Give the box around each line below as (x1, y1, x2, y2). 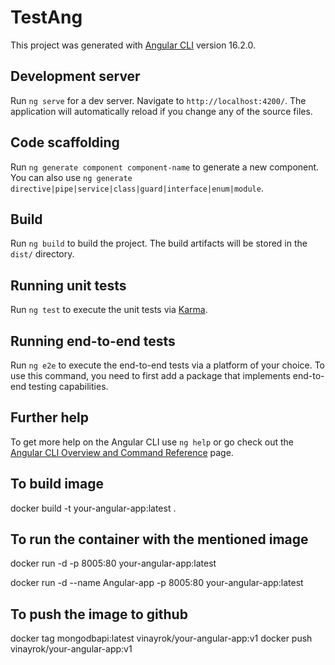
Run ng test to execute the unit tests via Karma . (10, 304, 208, 316)
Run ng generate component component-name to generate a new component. (10, 161, 320, 173)
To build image (10, 476, 104, 493)
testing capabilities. (28, 381, 109, 392)
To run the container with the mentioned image (10, 531, 309, 548)
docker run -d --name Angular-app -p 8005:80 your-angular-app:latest (10, 577, 304, 589)
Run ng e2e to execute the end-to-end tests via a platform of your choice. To (10, 359, 326, 371)
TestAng (10, 6, 83, 29)
